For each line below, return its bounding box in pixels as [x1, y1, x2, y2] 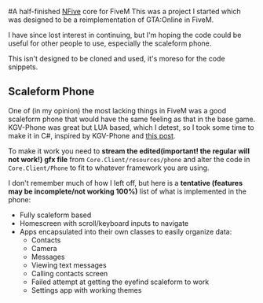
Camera [31, 243, 57, 253]
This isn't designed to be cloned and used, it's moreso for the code [8, 54, 225, 63]
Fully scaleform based [19, 210, 92, 220]
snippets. [8, 62, 38, 72]
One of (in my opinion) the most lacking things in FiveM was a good [8, 105, 226, 115]
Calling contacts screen [31, 268, 108, 278]
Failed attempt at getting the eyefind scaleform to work [31, 277, 210, 286]
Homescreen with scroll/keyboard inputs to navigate [19, 218, 189, 227]
